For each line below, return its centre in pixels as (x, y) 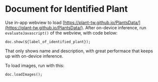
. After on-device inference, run (115, 27)
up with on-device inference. (34, 56)
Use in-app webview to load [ (35, 22)
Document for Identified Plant (67, 9)
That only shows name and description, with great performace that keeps (79, 51)
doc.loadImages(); (24, 74)
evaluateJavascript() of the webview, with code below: (61, 33)
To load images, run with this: (35, 65)
